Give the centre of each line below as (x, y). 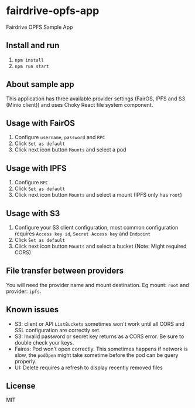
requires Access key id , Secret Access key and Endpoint (83, 234)
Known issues (32, 310)
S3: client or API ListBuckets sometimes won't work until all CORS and (99, 323)
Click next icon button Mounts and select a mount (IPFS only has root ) (98, 195)
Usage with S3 (33, 213)
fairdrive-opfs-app (53, 11)
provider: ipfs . (24, 291)
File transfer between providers (65, 271)
